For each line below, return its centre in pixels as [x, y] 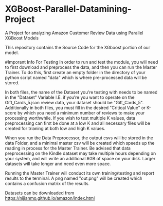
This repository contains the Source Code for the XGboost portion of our [78, 47]
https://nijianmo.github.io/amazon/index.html [50, 198]
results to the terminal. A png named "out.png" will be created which [74, 178]
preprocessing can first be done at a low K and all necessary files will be [78, 123]
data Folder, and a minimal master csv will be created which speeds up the [80, 143]
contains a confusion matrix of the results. [47, 183]
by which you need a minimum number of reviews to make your [81, 112]
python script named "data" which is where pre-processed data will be [76, 77]
